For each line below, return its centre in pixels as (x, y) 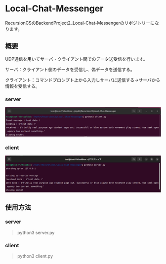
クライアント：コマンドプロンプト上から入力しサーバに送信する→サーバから (83, 80)
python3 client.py (35, 256)
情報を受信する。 (22, 86)
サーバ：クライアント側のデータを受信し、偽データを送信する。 (70, 69)
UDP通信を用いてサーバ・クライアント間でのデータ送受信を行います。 (76, 59)
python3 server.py (36, 232)
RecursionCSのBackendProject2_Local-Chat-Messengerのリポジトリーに (80, 23)
